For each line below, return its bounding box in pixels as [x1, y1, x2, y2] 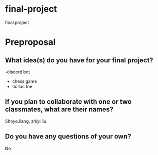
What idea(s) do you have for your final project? [5, 56, 154, 64]
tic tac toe [12, 83, 33, 89]
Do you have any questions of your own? [5, 133, 132, 141]
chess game [12, 78, 37, 84]
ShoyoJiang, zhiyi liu [5, 118, 47, 124]
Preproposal [5, 37, 56, 48]
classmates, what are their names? [5, 105, 114, 114]
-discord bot [5, 69, 30, 75]
